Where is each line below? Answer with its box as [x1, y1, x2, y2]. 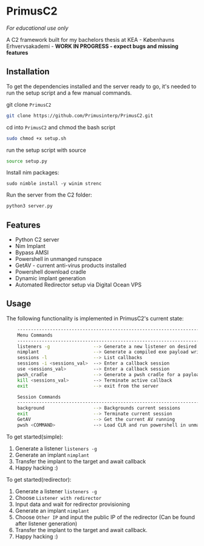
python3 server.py [6, 203, 53, 209]
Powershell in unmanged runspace [15, 255, 102, 263]
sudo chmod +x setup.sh [6, 135, 67, 141]
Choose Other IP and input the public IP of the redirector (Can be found [15, 513, 195, 521]
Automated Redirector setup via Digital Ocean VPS [15, 281, 141, 289]
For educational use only [6, 24, 69, 32]
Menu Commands [17, 332, 53, 338]
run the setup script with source [6, 146, 86, 153]
